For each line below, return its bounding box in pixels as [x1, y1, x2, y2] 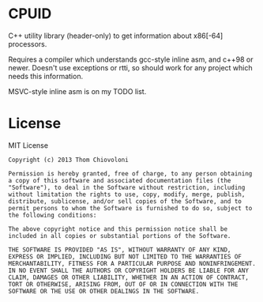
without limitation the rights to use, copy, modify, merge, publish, [8, 191, 246, 198]
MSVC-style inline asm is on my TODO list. [8, 86, 147, 96]
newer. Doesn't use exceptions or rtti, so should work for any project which [8, 62, 253, 72]
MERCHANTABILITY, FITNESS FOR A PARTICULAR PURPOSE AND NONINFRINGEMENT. [8, 259, 257, 267]
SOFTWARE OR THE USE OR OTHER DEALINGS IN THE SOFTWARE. [8, 287, 200, 295]
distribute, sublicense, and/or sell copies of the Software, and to [8, 197, 242, 206]
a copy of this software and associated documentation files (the [8, 176, 231, 184]
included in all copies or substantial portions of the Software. [8, 232, 231, 240]
